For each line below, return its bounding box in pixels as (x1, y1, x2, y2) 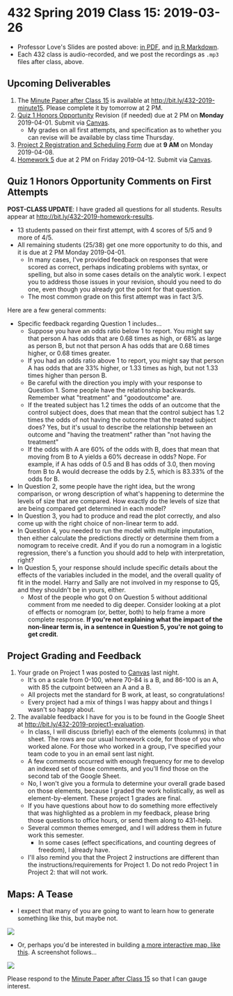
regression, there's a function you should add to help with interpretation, (17, 548, 225, 557)
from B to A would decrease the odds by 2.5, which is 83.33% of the (27, 467, 224, 475)
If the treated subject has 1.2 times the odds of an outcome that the (27, 400, 220, 409)
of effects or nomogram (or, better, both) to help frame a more (27, 608, 206, 616)
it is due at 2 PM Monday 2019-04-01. (17, 248, 127, 256)
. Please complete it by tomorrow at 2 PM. (42, 103, 163, 112)
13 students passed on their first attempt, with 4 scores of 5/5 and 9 (17, 226, 212, 234)
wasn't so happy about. (27, 705, 95, 714)
